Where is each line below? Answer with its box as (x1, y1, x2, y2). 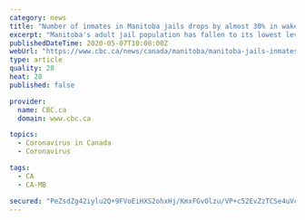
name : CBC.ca (17, 105, 67, 114)
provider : (9, 97, 47, 106)
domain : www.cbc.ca (17, 114, 92, 123)
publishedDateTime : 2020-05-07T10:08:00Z (9, 38, 169, 48)
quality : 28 (9, 64, 54, 73)
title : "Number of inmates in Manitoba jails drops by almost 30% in (9, 22, 279, 31)
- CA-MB (17, 180, 47, 189)
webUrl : (9, 47, 39, 56)
